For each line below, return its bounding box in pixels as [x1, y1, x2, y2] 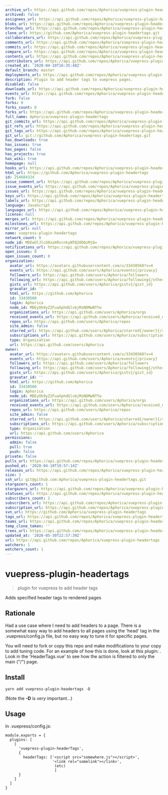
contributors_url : [5, 59, 43, 64]
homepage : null [5, 161, 37, 166]
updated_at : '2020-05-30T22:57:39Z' [5, 533, 81, 538]
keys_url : [5, 193, 26, 198]
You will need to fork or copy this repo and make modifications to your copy [5, 642, 161, 648]
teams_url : [5, 519, 28, 524]
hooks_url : [5, 166, 28, 171]
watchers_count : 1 [5, 547, 43, 552]
